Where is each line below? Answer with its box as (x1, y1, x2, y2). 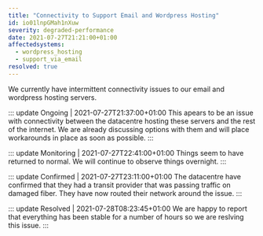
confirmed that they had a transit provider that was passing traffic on (8, 180, 232, 190)
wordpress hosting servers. (8, 92, 97, 102)
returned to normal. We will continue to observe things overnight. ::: (8, 157, 227, 166)
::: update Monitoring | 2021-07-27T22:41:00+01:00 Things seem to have (8, 148, 244, 157)
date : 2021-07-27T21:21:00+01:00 (8, 33, 118, 42)
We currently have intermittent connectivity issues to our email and (8, 84, 225, 94)
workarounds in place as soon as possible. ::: (8, 133, 155, 142)
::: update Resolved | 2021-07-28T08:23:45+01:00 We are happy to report (8, 204, 247, 213)
